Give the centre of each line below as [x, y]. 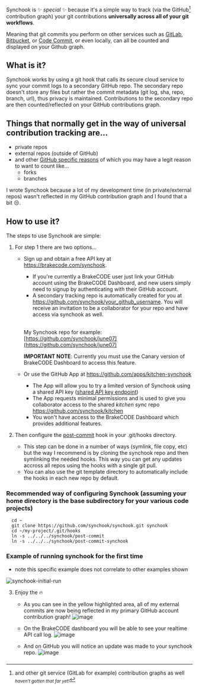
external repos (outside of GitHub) [57, 153]
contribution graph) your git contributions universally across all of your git [97, 16]
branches [35, 179]
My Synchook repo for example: [63, 333]
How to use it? [33, 221]
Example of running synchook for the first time [75, 556]
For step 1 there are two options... [55, 247]
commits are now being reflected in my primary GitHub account [101, 610]
